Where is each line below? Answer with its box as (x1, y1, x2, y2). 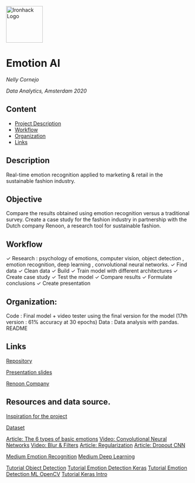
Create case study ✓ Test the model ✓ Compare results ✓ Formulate (6, 274, 173, 281)
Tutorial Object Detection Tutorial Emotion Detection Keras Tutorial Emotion (6, 464, 187, 471)
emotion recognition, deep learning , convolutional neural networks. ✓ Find (6, 261, 187, 268)
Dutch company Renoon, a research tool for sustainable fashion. (6, 222, 161, 229)
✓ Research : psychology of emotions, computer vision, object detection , (6, 255, 184, 262)
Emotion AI (6, 57, 60, 70)
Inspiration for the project (6, 413, 67, 420)
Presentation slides (6, 369, 53, 376)
